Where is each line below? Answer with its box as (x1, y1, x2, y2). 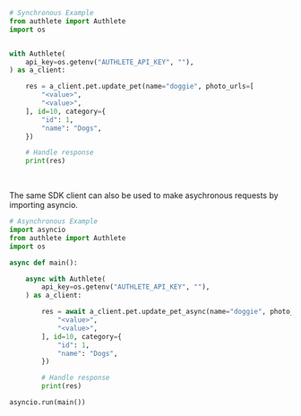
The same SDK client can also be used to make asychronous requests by (9, 190, 279, 201)
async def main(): (9, 258, 78, 267)
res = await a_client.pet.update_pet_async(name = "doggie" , (41, 308, 267, 316)
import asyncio (9, 225, 66, 234)
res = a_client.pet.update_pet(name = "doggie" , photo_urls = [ (25, 82, 254, 91)
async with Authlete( (25, 274, 106, 283)
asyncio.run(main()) (9, 398, 87, 407)
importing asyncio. (9, 200, 79, 211)
